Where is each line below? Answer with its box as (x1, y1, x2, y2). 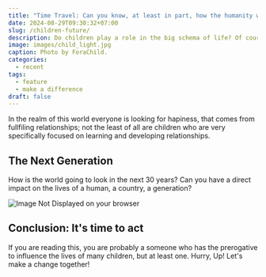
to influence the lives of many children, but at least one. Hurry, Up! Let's (8, 251, 243, 260)
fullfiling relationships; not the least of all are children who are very (8, 123, 226, 132)
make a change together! (8, 259, 90, 269)
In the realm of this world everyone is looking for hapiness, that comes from (8, 114, 255, 123)
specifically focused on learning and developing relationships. (8, 131, 211, 141)
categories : (8, 56, 47, 64)
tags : (8, 70, 26, 78)
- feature (15, 78, 47, 85)
